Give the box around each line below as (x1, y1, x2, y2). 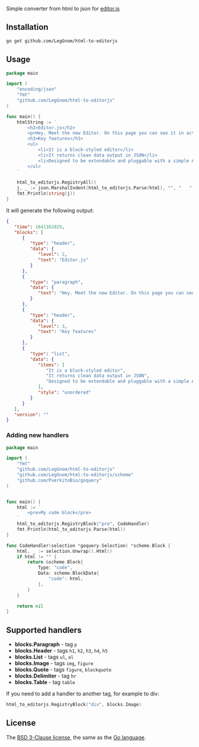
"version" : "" (14, 412, 49, 417)
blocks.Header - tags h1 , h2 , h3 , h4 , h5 (14, 647, 108, 654)
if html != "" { (17, 553, 57, 560)
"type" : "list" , (30, 350, 70, 357)
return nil (17, 603, 44, 609)
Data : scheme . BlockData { (37, 570, 99, 577)
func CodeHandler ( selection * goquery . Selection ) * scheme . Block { (6, 543, 171, 549)
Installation (6, 22, 49, 32)
